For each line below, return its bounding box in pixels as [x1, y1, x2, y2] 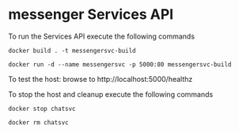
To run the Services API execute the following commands [8, 31, 195, 41]
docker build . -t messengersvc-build [8, 46, 136, 54]
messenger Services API [8, 6, 174, 24]
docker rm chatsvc [8, 118, 69, 127]
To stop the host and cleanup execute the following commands [8, 89, 214, 99]
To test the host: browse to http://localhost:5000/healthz [8, 74, 193, 83]
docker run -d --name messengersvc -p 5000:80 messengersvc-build [8, 61, 232, 68]
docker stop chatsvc [8, 105, 77, 113]
